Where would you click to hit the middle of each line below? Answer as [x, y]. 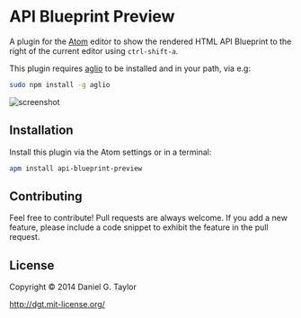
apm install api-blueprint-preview [76, 168]
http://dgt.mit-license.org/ [58, 305]
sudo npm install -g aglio [60, 84]
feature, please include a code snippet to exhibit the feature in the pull [139, 227]
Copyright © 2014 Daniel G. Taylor [73, 287]
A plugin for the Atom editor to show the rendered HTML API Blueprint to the [150, 41]
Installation [41, 131]
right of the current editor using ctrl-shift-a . [94, 50]
